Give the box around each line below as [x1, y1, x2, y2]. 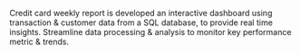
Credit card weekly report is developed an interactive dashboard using [9, 8, 273, 18]
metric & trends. [9, 36, 70, 47]
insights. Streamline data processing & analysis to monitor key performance [9, 27, 292, 37]
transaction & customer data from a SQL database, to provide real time [9, 17, 274, 28]
